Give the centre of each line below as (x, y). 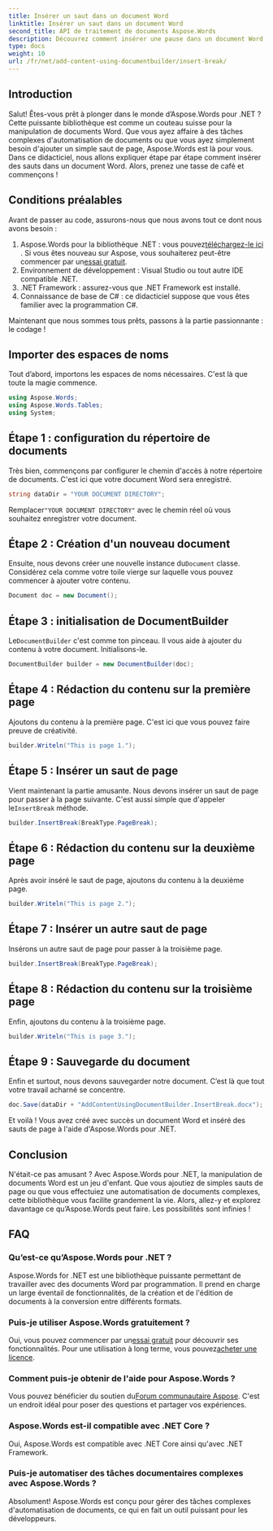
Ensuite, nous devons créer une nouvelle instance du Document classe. (124, 563)
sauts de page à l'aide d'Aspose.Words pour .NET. (93, 1129)
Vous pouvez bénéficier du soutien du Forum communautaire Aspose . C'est (134, 1396)
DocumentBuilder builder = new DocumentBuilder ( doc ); (102, 664)
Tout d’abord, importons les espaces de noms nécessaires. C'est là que (128, 374)
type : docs (27, 46)
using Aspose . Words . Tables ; (56, 405)
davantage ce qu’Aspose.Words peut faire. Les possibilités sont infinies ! (130, 1209)
